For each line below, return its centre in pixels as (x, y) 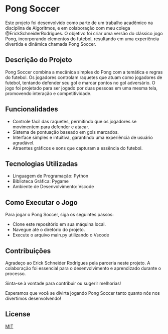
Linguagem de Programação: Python (50, 176)
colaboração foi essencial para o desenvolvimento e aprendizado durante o (83, 268)
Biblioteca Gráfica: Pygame (41, 181)
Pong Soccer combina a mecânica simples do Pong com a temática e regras (84, 72)
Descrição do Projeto (39, 60)
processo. (16, 274)
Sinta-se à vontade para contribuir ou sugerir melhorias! (63, 283)
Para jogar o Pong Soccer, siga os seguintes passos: (59, 215)
